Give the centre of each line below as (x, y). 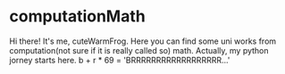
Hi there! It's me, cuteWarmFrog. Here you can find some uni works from (143, 41)
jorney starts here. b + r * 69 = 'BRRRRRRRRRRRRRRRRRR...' (120, 60)
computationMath (77, 16)
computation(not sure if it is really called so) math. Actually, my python (139, 50)
